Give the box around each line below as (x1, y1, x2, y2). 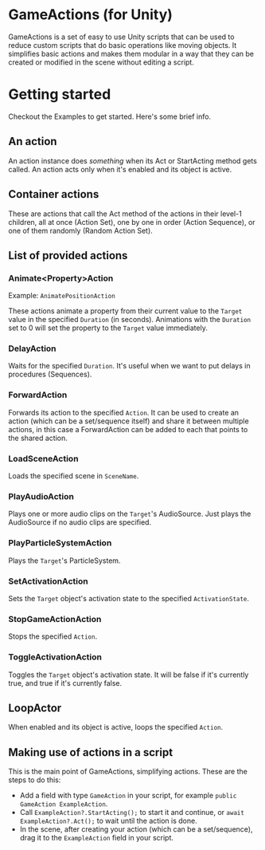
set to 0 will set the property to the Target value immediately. (8, 323, 208, 333)
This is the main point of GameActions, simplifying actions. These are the (8, 767, 248, 777)
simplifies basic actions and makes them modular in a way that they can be (8, 49, 255, 58)
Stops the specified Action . (8, 632, 98, 641)
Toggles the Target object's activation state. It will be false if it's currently (8, 670, 249, 679)
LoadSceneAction (8, 453, 79, 464)
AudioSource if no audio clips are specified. (8, 517, 152, 527)
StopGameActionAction (8, 613, 102, 624)
